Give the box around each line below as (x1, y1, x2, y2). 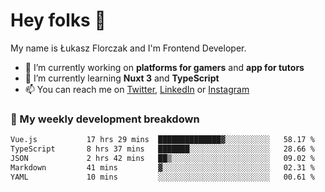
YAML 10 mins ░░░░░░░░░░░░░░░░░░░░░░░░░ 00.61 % (10, 172, 315, 182)
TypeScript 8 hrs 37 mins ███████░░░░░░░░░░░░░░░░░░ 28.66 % (10, 144, 315, 154)
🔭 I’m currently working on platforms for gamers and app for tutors (24, 61, 305, 73)
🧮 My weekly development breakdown (10, 112, 200, 126)
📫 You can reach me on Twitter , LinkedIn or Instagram (24, 83, 250, 95)
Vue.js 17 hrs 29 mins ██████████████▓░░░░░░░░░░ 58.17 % (10, 135, 315, 145)
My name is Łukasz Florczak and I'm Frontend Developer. (10, 42, 247, 54)
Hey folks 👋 (10, 9, 107, 32)
